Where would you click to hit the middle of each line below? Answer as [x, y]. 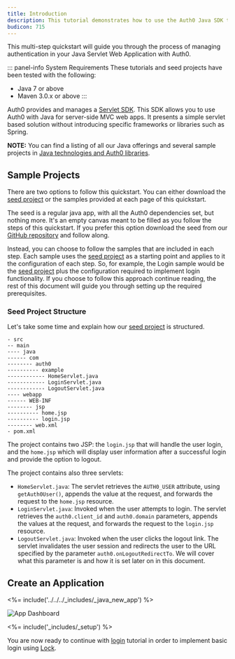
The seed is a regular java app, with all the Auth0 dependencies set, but [111, 213]
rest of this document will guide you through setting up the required [105, 286]
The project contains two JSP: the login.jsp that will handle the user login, [115, 445]
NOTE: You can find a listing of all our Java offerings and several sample [112, 146]
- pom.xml [22, 431]
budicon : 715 [26, 27]
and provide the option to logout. [55, 459]
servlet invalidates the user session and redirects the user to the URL [117, 546]
